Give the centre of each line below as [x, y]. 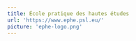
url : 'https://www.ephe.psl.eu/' [56, 20]
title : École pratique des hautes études [68, 14]
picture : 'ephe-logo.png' [45, 26]
